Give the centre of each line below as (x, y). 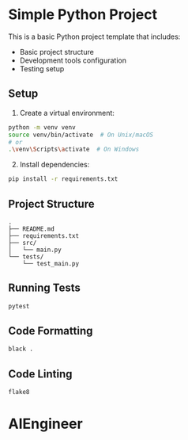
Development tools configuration (73, 60)
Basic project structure (57, 52)
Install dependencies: (55, 165)
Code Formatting (51, 331)
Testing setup (42, 68)
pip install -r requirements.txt (63, 179)
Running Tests (44, 288)
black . (21, 349)
